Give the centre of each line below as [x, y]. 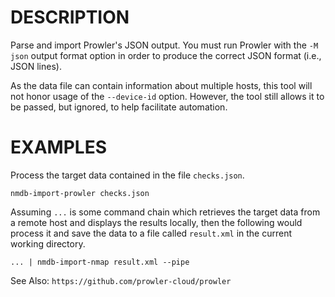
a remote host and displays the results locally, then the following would [156, 222]
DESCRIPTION [70, 17]
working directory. [48, 243]
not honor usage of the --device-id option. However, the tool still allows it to [167, 96]
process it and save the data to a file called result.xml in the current [151, 233]
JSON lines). [36, 66]
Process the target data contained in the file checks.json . [127, 175]
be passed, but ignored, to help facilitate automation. [119, 107]
